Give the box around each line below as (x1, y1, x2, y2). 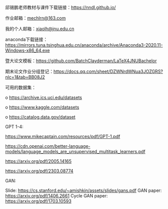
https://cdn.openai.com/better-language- (5, 143, 91, 149)
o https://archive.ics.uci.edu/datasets (5, 94, 82, 100)
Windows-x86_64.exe (5, 47, 50, 53)
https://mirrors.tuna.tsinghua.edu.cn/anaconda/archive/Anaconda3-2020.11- (5, 42, 163, 48)
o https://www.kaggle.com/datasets (5, 104, 79, 110)
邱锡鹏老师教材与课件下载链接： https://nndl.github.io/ (5, 5, 116, 10)
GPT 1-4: (5, 124, 24, 130)
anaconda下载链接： (5, 37, 48, 42)
